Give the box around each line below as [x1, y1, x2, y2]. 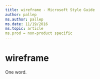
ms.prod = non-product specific [5, 31, 72, 36]
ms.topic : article [5, 26, 43, 31]
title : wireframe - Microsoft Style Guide [5, 7, 95, 13]
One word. [5, 69, 27, 75]
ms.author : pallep [5, 17, 43, 22]
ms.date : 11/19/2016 [5, 21, 48, 27]
